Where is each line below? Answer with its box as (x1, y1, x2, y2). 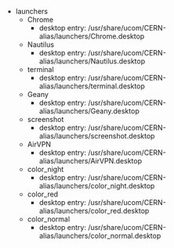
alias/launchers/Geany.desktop (38, 106, 140, 116)
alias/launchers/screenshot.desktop (38, 131, 155, 140)
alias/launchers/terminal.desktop (38, 81, 145, 91)
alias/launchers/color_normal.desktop (38, 231, 161, 240)
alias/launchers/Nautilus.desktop (38, 56, 146, 66)
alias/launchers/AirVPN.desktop (38, 156, 143, 165)
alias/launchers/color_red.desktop (38, 207, 150, 215)
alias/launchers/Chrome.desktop (38, 31, 145, 41)
